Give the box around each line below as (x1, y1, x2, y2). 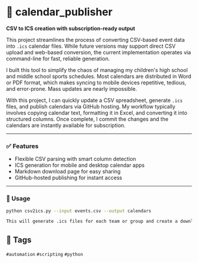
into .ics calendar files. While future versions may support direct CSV (6, 42, 176, 50)
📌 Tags (6, 235, 32, 245)
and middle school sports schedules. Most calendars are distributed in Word (6, 73, 192, 80)
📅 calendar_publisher (6, 5, 113, 19)
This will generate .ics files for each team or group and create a (6, 218, 178, 225)
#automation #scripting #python (6, 252, 84, 258)
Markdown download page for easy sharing (14, 168, 121, 175)
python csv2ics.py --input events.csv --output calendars (6, 208, 151, 214)
